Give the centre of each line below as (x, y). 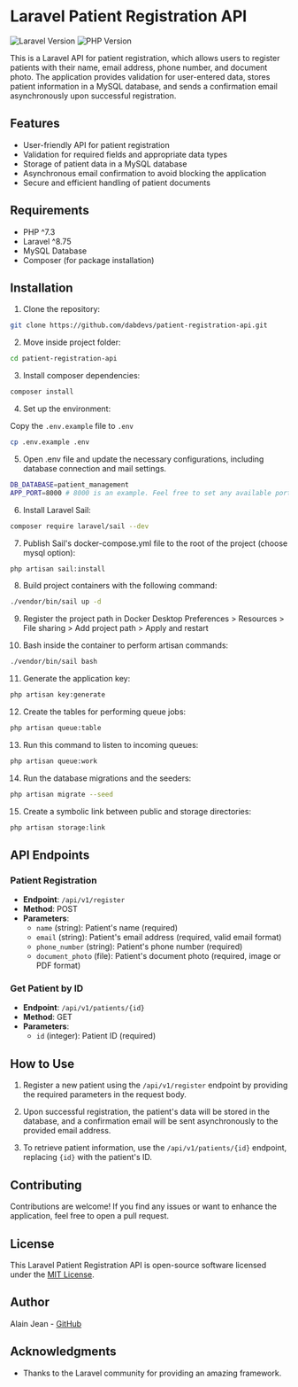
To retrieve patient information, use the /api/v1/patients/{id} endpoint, (155, 1148)
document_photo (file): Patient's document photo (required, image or (158, 956)
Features (35, 124)
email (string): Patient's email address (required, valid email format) (159, 938)
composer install (42, 392)
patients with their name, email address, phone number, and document (139, 67)
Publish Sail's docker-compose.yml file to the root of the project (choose (155, 543)
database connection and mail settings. (95, 468)
